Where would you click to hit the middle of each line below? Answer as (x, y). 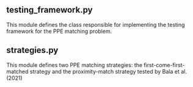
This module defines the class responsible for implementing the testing (96, 24)
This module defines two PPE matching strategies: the (74, 65)
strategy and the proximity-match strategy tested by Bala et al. (108, 71)
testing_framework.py (49, 10)
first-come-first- (164, 65)
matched (17, 71)
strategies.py (32, 50)
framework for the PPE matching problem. (59, 31)
